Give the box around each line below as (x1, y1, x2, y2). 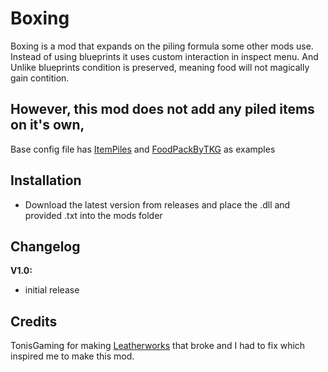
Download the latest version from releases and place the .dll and (24, 198, 291, 211)
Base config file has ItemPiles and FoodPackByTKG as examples (10, 143, 276, 155)
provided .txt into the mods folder (24, 209, 163, 221)
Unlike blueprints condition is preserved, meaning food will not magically (10, 61, 310, 73)
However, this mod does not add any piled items (10, 101, 315, 118)
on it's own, (10, 117, 85, 134)
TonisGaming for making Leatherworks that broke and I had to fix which (10, 340, 306, 352)
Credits (10, 313, 58, 330)
